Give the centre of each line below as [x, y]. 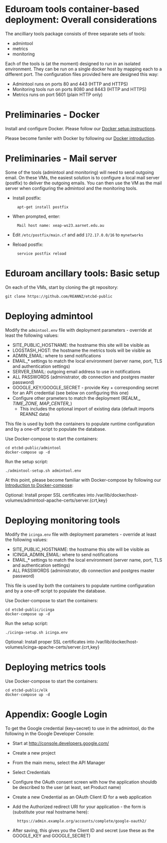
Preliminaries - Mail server [61, 159]
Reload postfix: [28, 244]
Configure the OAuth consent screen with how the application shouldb [84, 782]
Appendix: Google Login [56, 714]
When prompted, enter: [36, 216]
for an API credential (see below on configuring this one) [70, 393]
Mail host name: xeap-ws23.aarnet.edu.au [61, 225]
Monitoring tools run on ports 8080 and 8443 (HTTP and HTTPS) [79, 89]
